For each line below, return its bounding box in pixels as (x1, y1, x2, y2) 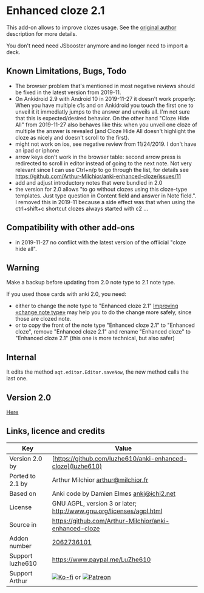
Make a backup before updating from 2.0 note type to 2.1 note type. (6, 279, 175, 286)
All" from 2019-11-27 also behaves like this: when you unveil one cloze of (15, 121, 197, 128)
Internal (6, 352, 36, 362)
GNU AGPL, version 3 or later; (52, 499, 137, 507)
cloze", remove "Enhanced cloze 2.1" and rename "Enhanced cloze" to (15, 328, 191, 335)
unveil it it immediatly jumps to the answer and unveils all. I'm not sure (15, 108, 190, 115)
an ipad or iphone (15, 146, 59, 154)
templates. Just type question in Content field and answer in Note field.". (15, 192, 197, 199)
